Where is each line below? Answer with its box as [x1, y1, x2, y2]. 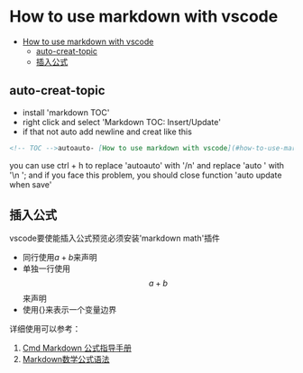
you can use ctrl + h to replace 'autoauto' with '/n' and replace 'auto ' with [9, 159, 285, 170]
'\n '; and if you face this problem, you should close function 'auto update [9, 169, 282, 180]
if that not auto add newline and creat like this [22, 126, 192, 137]
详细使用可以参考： [9, 323, 81, 334]
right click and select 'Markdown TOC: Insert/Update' [22, 116, 221, 127]
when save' [9, 178, 52, 190]
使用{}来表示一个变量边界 [22, 305, 117, 315]
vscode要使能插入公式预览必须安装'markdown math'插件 [9, 232, 221, 244]
